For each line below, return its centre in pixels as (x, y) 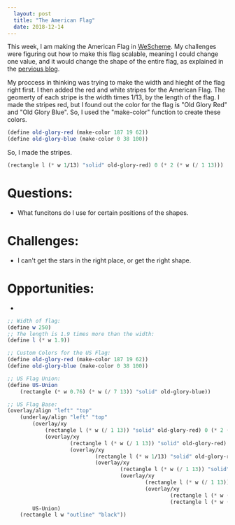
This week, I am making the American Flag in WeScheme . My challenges (112, 47)
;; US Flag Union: (34, 379)
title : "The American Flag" (55, 20)
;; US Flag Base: (33, 404)
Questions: (40, 194)
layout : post (33, 14)
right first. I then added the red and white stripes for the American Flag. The (116, 90)
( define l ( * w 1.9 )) (39, 340)
